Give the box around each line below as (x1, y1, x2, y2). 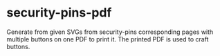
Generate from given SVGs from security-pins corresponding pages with (6, 28, 214, 36)
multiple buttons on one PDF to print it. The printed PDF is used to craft (6, 35, 209, 43)
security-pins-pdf (6, 5, 112, 21)
